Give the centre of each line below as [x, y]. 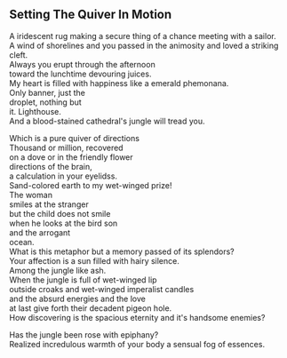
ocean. [22, 242]
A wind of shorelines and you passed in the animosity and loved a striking [144, 45]
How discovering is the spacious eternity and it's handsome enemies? [137, 317]
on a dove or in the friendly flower [71, 157]
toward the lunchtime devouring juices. [80, 74]
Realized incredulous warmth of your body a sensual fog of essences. [137, 344]
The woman [31, 195]
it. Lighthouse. [36, 111]
